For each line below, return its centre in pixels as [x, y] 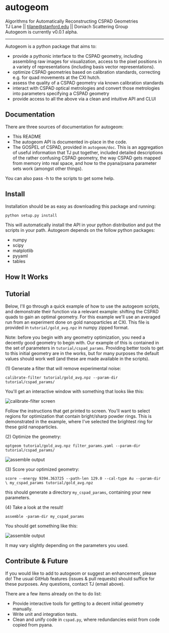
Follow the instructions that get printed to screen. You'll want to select [78, 411]
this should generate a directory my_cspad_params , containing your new [78, 492]
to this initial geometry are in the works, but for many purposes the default [82, 353]
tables [19, 261]
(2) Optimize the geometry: [33, 436]
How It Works [27, 277]
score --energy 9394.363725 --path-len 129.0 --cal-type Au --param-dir [83, 478]
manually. [22, 609]
